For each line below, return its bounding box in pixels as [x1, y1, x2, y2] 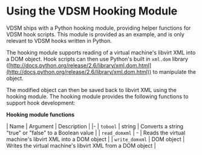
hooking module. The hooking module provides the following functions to [6, 93, 189, 100]
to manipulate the [152, 68, 197, 75]
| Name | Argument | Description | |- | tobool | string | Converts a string [6, 122, 183, 130]
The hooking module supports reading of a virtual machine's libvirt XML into [6, 48, 196, 56]
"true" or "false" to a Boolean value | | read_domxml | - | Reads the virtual [6, 129, 186, 136]
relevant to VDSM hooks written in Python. [6, 37, 112, 44]
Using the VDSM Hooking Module [6, 4, 178, 18]
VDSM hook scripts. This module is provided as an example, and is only [6, 30, 184, 38]
